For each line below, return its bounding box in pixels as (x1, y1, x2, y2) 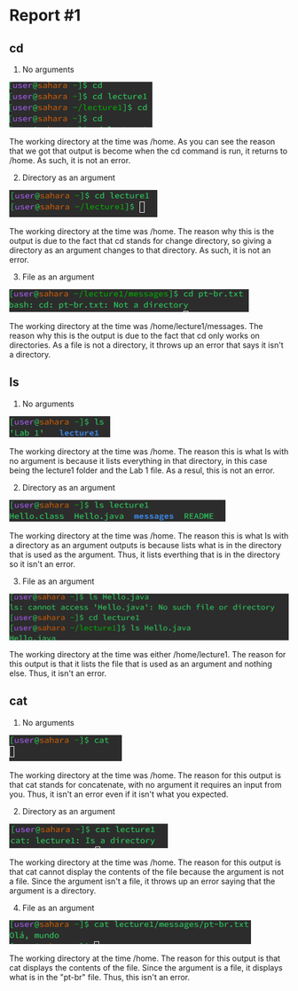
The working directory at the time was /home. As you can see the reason (9, 137, 276, 146)
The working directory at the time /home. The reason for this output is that (9, 953, 281, 963)
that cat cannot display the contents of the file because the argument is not (9, 866, 285, 877)
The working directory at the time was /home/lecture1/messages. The (9, 321, 263, 331)
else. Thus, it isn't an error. (9, 667, 107, 679)
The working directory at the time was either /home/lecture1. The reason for (9, 649, 286, 659)
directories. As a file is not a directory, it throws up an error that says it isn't (9, 340, 284, 350)
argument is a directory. (9, 885, 97, 896)
